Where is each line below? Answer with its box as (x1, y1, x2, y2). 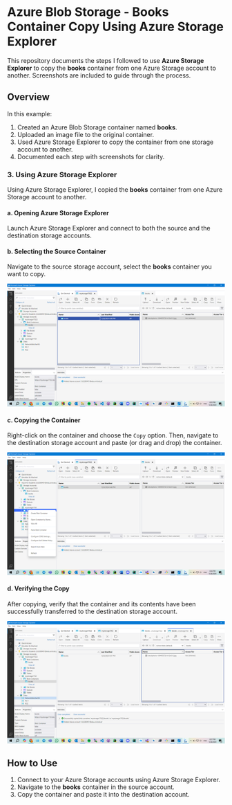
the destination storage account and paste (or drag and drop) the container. (7, 439, 222, 447)
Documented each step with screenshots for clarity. (17, 152, 165, 161)
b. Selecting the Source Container (7, 247, 106, 255)
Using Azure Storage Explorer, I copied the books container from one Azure (7, 186, 223, 194)
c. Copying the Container (7, 416, 81, 424)
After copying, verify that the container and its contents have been (7, 599, 196, 608)
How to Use (7, 757, 58, 769)
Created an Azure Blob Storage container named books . (17, 123, 177, 132)
